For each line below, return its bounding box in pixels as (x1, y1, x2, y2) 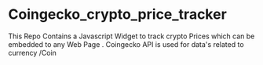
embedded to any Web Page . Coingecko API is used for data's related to (8, 39, 245, 49)
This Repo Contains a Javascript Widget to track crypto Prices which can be (8, 31, 255, 41)
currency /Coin (8, 48, 57, 57)
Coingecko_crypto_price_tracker (8, 5, 228, 23)
